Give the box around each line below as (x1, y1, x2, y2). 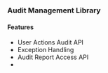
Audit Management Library (7, 6, 101, 15)
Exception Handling (17, 46, 74, 54)
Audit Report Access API (17, 53, 89, 61)
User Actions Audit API (17, 38, 84, 47)
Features (7, 23, 34, 31)
